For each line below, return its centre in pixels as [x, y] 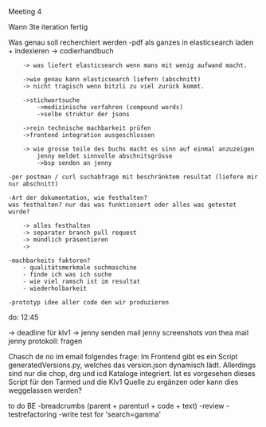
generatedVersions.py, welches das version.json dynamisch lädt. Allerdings [132, 365]
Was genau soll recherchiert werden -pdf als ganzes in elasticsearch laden [131, 42]
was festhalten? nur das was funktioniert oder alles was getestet [123, 205]
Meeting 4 [25, 12]
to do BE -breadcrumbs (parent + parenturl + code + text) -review [116, 406]
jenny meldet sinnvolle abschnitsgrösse [105, 156]
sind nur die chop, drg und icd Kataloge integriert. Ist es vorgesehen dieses [132, 373]
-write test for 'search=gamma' [110, 414]
